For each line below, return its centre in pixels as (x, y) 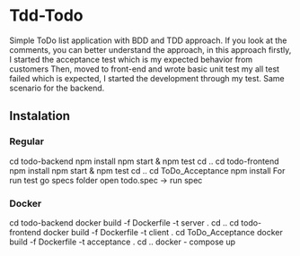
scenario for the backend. (57, 88)
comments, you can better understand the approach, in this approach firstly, (150, 49)
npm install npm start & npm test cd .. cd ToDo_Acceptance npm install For (147, 170)
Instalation (40, 116)
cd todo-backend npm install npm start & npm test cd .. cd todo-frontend (145, 161)
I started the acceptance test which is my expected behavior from (131, 59)
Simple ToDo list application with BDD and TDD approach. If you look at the (148, 40)
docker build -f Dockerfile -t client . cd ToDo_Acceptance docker (163, 232)
